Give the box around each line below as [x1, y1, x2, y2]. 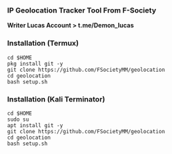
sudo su [7, 116, 30, 123]
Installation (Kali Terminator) [7, 94, 106, 104]
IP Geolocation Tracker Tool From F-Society [7, 6, 157, 15]
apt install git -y [7, 122, 64, 129]
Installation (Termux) [7, 39, 79, 48]
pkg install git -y [7, 60, 64, 67]
